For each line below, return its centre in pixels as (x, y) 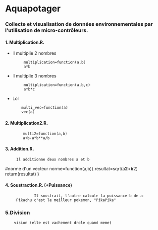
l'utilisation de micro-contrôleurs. (47, 30)
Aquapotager (33, 9)
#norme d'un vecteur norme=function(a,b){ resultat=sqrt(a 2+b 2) (71, 168)
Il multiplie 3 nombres (34, 76)
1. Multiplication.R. (25, 42)
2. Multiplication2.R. (26, 123)
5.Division (18, 213)
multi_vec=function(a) (45, 108)
